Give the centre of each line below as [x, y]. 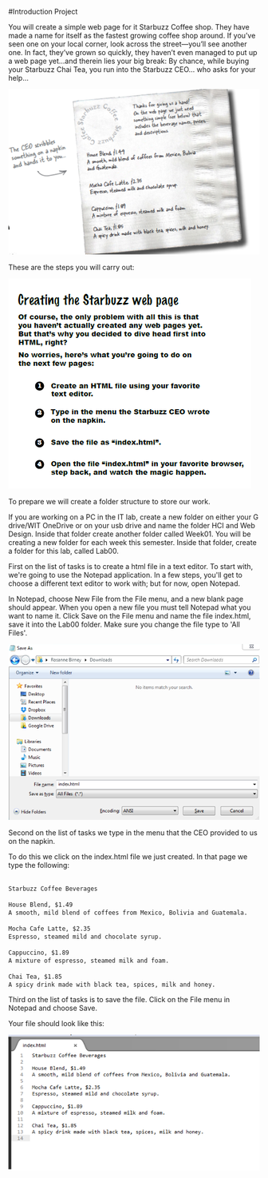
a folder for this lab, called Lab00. [64, 551]
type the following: [39, 866]
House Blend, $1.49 [41, 905]
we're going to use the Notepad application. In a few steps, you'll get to [126, 575]
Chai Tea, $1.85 [35, 977]
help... [19, 78]
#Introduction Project [43, 12]
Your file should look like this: [57, 1024]
